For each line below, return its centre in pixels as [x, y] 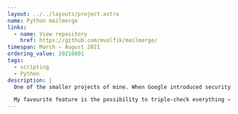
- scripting [32, 67]
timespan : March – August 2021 [54, 47]
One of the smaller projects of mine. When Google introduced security [123, 87]
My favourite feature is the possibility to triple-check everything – [123, 100]
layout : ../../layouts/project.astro [63, 14]
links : [17, 27]
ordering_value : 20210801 [46, 54]
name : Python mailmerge [43, 21]
